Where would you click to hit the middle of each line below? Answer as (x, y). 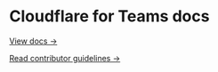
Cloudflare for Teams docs (109, 16)
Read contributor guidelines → (65, 58)
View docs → (33, 41)
